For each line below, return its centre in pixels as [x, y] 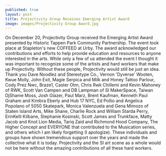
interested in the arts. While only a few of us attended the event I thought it [82, 59]
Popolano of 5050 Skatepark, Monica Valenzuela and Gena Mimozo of [77, 106]
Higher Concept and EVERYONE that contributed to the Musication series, [81, 127]
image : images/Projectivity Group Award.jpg [52, 24]
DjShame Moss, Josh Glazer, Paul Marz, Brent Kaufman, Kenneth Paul [76, 96]
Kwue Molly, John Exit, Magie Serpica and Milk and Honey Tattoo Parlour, [80, 80]
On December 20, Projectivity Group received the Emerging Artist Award [79, 38]
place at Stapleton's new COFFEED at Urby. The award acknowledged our [81, 48]
